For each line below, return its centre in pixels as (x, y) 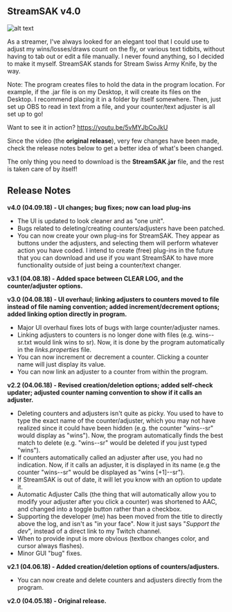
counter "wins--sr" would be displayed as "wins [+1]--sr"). (101, 472)
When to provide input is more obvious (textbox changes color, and (113, 538)
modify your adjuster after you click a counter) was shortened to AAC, (117, 501)
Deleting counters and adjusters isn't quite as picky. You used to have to (120, 413)
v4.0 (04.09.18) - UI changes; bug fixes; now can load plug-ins (99, 207)
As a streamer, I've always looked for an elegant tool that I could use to (108, 42)
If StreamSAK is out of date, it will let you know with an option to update (119, 479)
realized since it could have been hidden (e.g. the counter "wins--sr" (115, 428)
